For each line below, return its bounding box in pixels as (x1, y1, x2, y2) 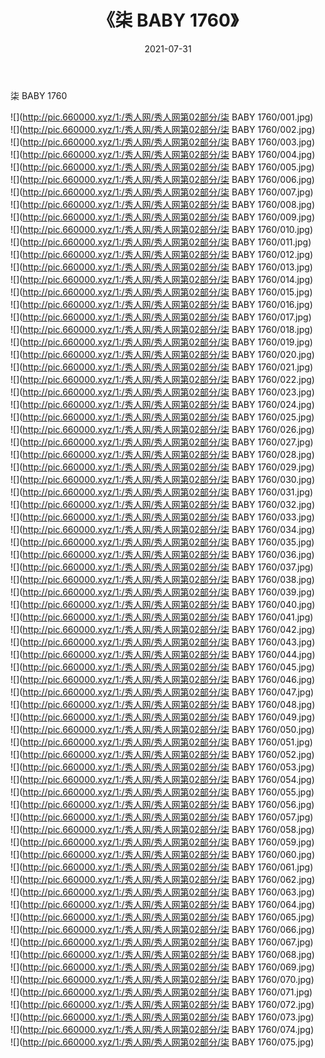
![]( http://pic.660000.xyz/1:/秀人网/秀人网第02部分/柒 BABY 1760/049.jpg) (10, 711, 316, 723)
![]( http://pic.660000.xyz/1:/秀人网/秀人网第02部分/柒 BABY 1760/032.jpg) (10, 498, 316, 510)
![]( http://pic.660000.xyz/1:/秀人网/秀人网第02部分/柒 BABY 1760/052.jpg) (10, 748, 315, 760)
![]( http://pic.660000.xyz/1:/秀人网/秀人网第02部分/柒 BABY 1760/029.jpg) (10, 461, 315, 473)
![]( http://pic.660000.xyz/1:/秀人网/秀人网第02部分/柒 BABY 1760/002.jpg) (10, 123, 316, 135)
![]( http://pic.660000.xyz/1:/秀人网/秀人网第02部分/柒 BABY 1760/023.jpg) (10, 386, 315, 398)
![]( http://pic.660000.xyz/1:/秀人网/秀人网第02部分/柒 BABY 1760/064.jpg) (10, 898, 316, 910)
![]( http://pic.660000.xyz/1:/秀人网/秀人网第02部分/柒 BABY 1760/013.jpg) (10, 261, 313, 273)
